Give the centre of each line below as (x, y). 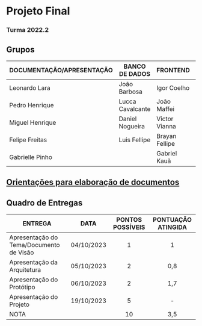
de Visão (22, 252)
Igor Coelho (173, 87)
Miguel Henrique (33, 122)
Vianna (166, 126)
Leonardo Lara (30, 87)
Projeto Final (38, 11)
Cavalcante (135, 108)
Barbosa (130, 92)
